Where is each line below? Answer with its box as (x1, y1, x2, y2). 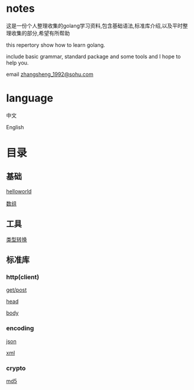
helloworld (6, 187, 32, 194)
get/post (6, 286, 27, 293)
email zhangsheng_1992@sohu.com (6, 71, 93, 78)
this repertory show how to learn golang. (6, 41, 105, 49)
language (6, 91, 54, 105)
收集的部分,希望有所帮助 (11, 29, 70, 37)
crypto (6, 364, 26, 372)
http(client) (6, 273, 40, 281)
